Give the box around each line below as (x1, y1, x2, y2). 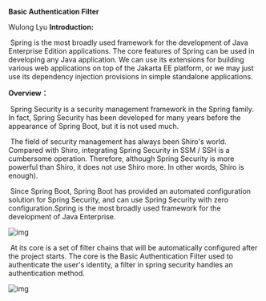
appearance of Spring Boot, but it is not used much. (8, 122, 179, 130)
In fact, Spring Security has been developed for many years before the (8, 113, 241, 122)
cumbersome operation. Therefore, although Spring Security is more (8, 154, 235, 163)
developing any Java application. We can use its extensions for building (8, 55, 244, 64)
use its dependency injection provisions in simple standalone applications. (8, 72, 254, 81)
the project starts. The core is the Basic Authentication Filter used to (8, 251, 234, 261)
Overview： (8, 88, 49, 98)
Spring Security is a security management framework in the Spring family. (10, 104, 255, 114)
